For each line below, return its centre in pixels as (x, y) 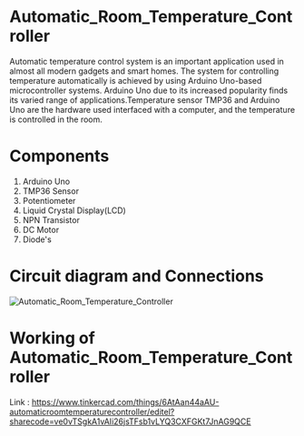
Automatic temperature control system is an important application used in (147, 61)
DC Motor (41, 229)
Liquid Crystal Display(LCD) (74, 210)
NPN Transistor (51, 219)
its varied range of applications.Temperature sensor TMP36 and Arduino (145, 100)
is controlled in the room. (56, 119)
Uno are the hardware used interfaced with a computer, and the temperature (152, 109)
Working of (52, 338)
